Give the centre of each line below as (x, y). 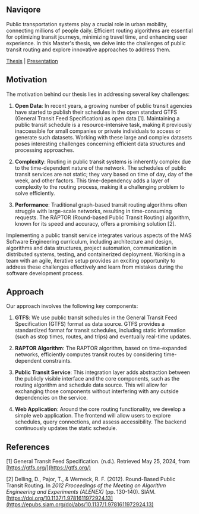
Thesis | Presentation (32, 61)
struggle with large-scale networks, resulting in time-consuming (93, 211)
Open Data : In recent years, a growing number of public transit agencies (103, 105)
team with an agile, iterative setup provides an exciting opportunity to (91, 260)
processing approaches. (45, 150)
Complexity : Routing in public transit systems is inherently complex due (103, 161)
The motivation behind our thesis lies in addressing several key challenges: (98, 94)
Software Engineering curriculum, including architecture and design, (90, 241)
